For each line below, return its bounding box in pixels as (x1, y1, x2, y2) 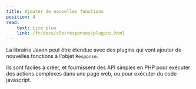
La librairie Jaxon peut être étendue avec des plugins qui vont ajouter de (6, 46, 182, 53)
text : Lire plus (16, 25, 57, 31)
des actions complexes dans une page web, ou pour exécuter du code (6, 70, 177, 77)
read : (6, 19, 19, 25)
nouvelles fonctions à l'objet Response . (6, 53, 98, 60)
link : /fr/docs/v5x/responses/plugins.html (16, 30, 125, 36)
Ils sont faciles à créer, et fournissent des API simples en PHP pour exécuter (6, 64, 191, 71)
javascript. (6, 77, 32, 84)
